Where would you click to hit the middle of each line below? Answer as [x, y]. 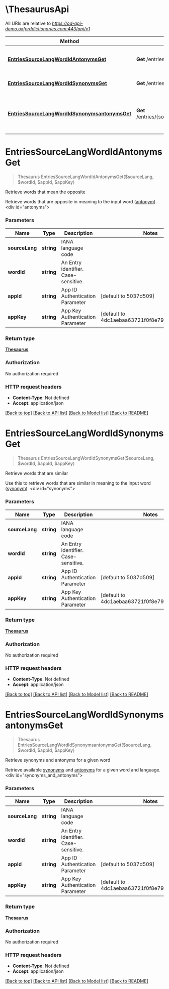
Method [70, 41]
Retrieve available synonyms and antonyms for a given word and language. [83, 770]
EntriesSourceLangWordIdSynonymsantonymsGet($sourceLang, [84, 745]
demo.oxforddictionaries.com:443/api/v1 [48, 28]
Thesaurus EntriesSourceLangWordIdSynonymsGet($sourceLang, [86, 458]
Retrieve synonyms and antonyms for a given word [58, 760]
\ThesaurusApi [37, 9]
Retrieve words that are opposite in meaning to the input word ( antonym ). [81, 201]
